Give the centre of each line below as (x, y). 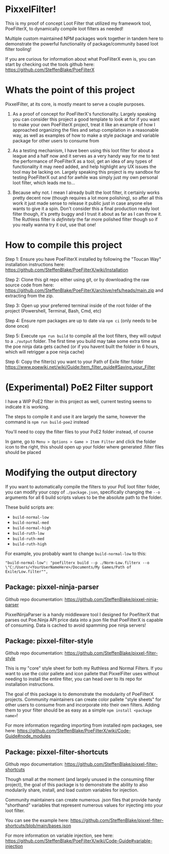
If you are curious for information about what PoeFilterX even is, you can (80, 59)
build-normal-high (32, 528)
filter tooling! (18, 49)
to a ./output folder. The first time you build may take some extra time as (81, 341)
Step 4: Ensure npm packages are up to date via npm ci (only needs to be (81, 320)
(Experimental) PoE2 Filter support (79, 387)
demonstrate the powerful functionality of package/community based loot (82, 43)
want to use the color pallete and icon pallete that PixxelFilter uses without (82, 674)
